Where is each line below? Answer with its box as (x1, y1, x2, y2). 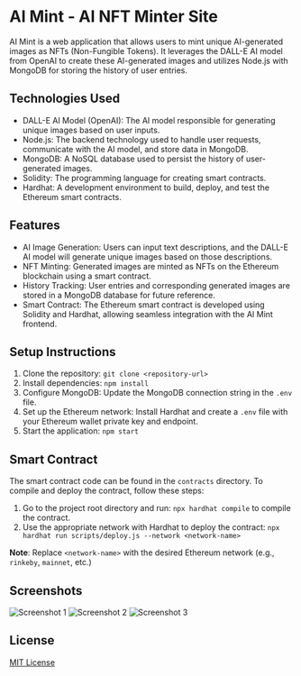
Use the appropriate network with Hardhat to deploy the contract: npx (22, 522, 280, 533)
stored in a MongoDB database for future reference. (22, 289, 216, 300)
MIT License (9, 656, 56, 668)
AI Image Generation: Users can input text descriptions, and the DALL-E (22, 242, 288, 252)
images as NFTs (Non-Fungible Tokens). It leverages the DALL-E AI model (9, 45, 284, 56)
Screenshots (9, 583, 83, 598)
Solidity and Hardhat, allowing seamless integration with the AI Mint (22, 308, 273, 319)
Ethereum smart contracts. (22, 191, 122, 202)
